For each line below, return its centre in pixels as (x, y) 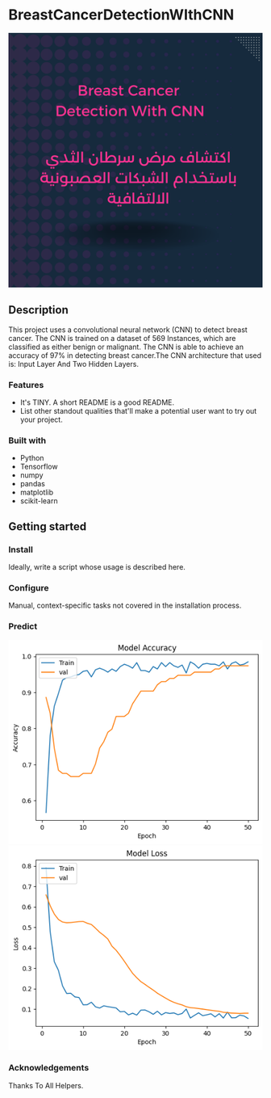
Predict (23, 626)
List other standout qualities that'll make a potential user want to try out (138, 411)
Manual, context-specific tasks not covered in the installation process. (125, 606)
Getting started (48, 526)
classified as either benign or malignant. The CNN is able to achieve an (126, 347)
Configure (29, 587)
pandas (33, 484)
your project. (41, 420)
